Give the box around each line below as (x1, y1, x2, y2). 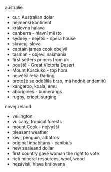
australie (5, 5, 23, 10)
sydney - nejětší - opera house (12, 35, 76, 41)
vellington (12, 113, 33, 119)
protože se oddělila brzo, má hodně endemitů (12, 78, 106, 84)
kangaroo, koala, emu (12, 83, 57, 89)
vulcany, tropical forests (12, 119, 62, 124)
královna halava (12, 25, 45, 31)
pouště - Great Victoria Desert (12, 62, 75, 68)
